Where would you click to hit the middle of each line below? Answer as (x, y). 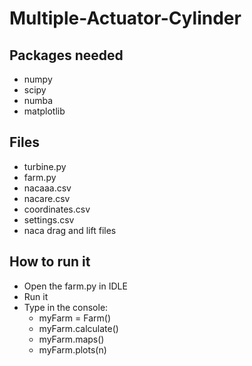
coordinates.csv (57, 209)
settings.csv (49, 219)
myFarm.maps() (71, 339)
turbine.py (45, 166)
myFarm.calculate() (78, 328)
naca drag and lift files (70, 230)
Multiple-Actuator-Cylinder (125, 18)
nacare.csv (47, 198)
